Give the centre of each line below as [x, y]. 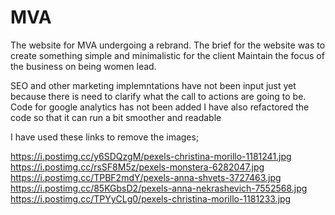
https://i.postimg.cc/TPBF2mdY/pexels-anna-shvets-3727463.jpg [146, 177]
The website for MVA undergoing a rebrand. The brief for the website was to [168, 45]
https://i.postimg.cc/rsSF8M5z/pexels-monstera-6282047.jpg [137, 167]
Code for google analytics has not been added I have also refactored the [160, 107]
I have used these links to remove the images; [105, 137]
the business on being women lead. [83, 66]
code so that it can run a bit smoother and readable [116, 117]
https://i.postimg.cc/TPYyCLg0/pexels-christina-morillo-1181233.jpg [151, 198]
